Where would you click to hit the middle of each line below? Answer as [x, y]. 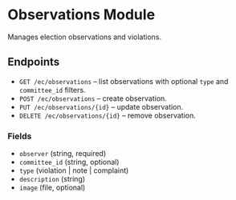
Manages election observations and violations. [85, 37]
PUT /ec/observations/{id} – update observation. [101, 106]
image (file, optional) [52, 188]
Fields [20, 136]
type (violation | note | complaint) [74, 170]
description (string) [52, 179]
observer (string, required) [63, 154]
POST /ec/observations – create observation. [93, 98]
